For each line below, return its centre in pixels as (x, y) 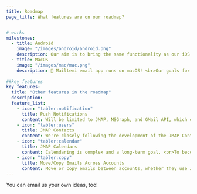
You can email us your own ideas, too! (52, 185)
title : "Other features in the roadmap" (61, 92)
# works (16, 33)
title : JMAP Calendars (49, 147)
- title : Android (33, 44)
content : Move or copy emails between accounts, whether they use (104, 168)
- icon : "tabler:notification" (55, 109)
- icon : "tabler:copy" (44, 157)
